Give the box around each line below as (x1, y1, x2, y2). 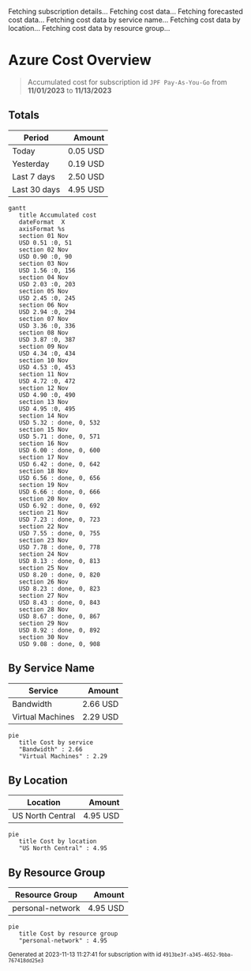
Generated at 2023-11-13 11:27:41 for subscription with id (8, 950, 162, 959)
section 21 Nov (18, 508, 69, 516)
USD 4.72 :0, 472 (18, 377, 77, 385)
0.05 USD (68, 145, 105, 157)
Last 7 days (12, 171, 55, 182)
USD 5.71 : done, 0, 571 (18, 433, 101, 440)
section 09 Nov (18, 342, 69, 350)
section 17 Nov (18, 453, 69, 461)
